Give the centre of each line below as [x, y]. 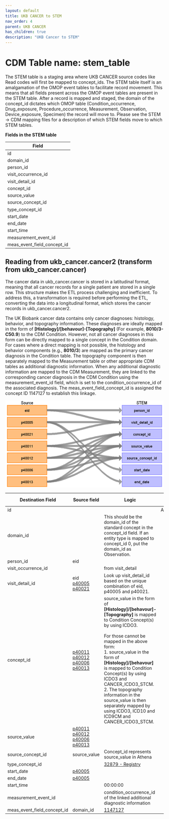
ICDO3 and [115, 679]
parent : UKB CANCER [26, 27]
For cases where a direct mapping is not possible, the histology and [75, 345]
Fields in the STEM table [31, 135]
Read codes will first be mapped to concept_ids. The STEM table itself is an [83, 82]
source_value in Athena [128, 757]
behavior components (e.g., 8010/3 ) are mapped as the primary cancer [79, 350]
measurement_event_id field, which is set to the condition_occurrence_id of [83, 383]
